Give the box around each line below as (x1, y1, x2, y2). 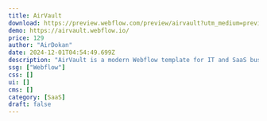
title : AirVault (8, 11, 62, 20)
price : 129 (8, 33, 44, 42)
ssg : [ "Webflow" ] (8, 64, 66, 72)
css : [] (8, 71, 34, 79)
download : (8, 19, 41, 27)
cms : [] (8, 85, 34, 94)
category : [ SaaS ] (8, 93, 66, 101)
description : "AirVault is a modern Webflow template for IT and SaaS (8, 57, 247, 64)
